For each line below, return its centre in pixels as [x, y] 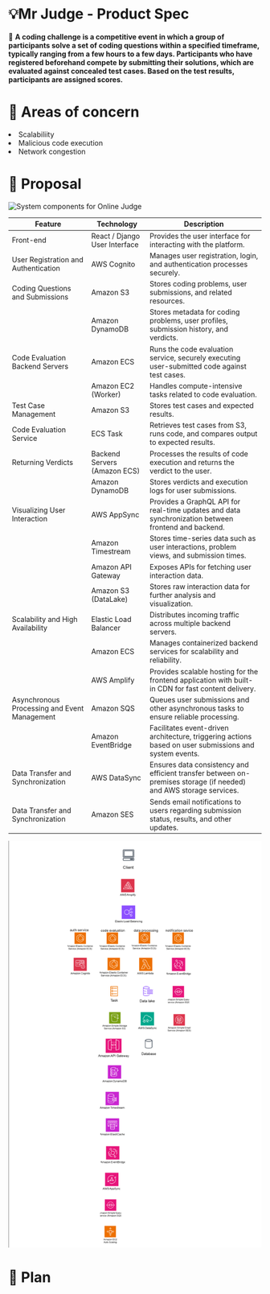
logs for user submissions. [193, 490]
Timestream [111, 551]
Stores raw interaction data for [200, 586]
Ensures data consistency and [199, 764]
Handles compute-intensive [196, 385]
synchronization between [192, 519]
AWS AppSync [115, 514]
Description [204, 224]
